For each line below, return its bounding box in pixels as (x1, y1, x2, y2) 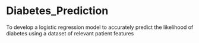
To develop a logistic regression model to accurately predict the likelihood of (6, 24, 194, 31)
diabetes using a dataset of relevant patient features (6, 29, 134, 37)
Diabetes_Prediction (6, 4, 109, 18)
